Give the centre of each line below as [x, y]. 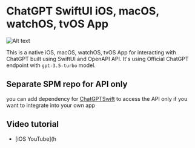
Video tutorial [33, 124]
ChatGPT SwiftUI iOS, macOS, [83, 11]
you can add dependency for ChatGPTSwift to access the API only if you [97, 98]
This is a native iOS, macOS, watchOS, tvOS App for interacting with [91, 52]
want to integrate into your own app [51, 105]
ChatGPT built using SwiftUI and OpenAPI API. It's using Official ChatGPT [97, 59]
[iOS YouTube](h [35, 139]
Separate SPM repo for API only [67, 84]
